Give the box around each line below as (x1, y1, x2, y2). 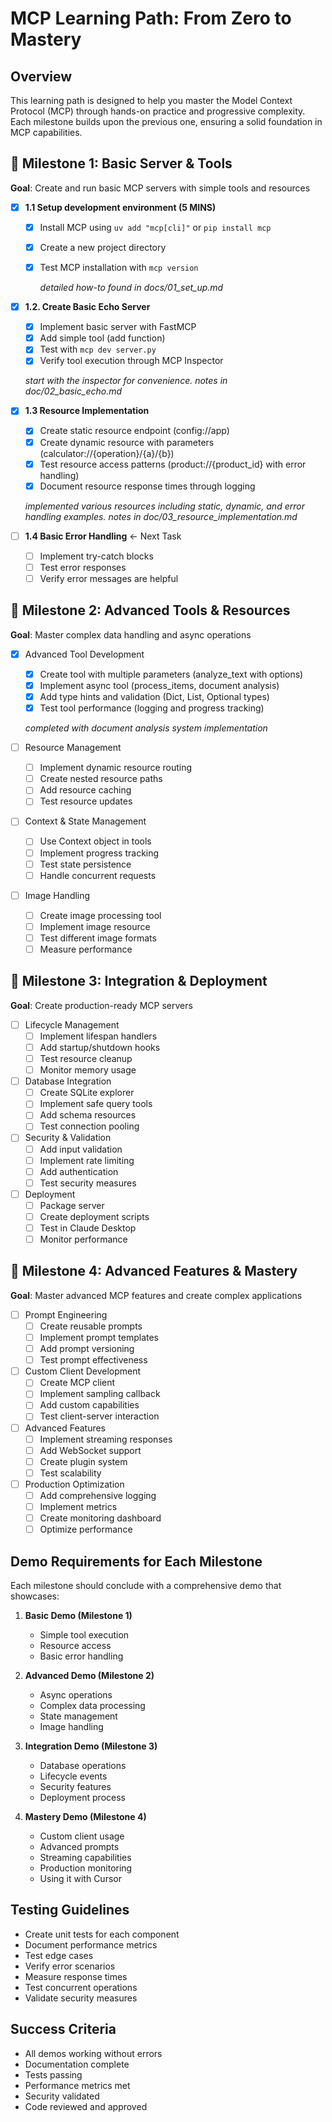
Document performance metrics (24, 1938, 158, 1951)
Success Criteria (10, 2021, 117, 2038)
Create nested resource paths (39, 773, 163, 785)
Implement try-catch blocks (39, 550, 154, 562)
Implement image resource (39, 920, 151, 932)
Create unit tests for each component (24, 1928, 180, 1940)
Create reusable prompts (39, 1320, 143, 1332)
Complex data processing (39, 1699, 146, 1711)
